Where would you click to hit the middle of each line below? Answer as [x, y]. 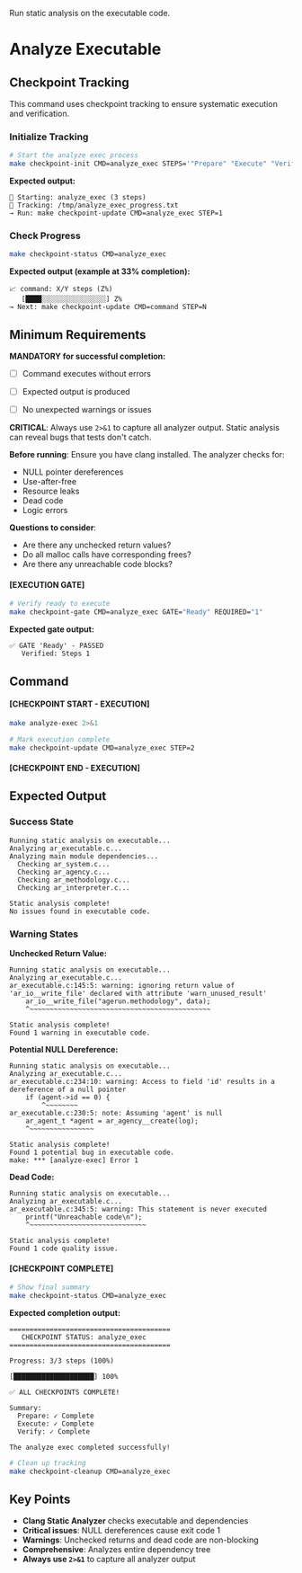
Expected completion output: [65, 1312]
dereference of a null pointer [68, 1089]
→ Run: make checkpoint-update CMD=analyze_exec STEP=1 [116, 213]
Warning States [44, 934]
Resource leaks [51, 491]
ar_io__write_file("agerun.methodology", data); [118, 1001]
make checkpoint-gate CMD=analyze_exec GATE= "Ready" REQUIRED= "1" [136, 612]
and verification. [40, 113]
